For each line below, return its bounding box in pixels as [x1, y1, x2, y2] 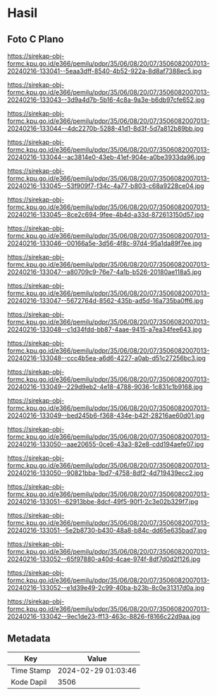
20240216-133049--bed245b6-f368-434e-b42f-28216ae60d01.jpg [7, 411, 205, 420]
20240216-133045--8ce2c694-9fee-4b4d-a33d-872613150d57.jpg [7, 211, 204, 218]
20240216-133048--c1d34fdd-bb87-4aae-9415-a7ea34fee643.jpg [7, 325, 202, 334]
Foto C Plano [7, 33, 64, 45]
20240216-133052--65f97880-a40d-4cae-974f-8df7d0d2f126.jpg [7, 555, 201, 563]
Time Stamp [11, 666, 51, 676]
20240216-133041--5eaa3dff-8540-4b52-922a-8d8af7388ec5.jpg [7, 67, 202, 75]
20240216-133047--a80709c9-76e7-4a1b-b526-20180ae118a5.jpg [7, 268, 202, 276]
